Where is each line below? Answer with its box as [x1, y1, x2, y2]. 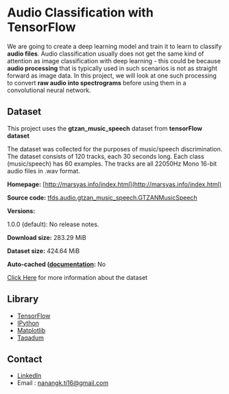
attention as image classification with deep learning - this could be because [7, 56, 221, 65]
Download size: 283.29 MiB [7, 233, 87, 241]
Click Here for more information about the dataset [7, 273, 148, 281]
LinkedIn [16, 371, 42, 380]
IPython [16, 318, 40, 327]
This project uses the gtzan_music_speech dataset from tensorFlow [7, 124, 203, 132]
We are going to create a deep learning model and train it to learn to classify [7, 42, 222, 50]
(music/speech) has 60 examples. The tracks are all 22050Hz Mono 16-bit [7, 160, 217, 168]
